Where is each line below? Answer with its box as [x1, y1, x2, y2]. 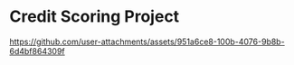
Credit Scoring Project [9, 6, 180, 27]
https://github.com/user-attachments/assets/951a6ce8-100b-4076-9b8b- [9, 36, 285, 47]
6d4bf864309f [9, 45, 65, 56]
